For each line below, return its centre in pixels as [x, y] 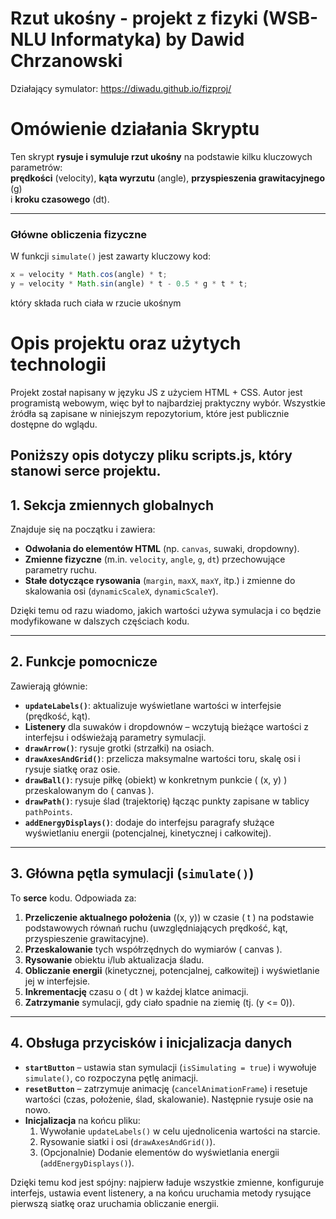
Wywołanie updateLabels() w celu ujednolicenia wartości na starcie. [180, 1131]
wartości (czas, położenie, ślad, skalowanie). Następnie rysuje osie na [169, 1099]
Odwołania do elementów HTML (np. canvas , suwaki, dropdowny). [162, 549]
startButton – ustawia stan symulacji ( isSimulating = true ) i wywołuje [170, 1067]
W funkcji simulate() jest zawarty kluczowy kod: [111, 256]
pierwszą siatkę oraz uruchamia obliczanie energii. [115, 1203]
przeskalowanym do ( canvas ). [89, 790]
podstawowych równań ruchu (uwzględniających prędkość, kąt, [156, 928]
